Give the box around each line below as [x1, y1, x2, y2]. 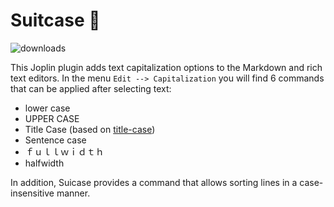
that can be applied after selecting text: [10, 82, 172, 94]
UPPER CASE [24, 112, 80, 124]
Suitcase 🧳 [10, 9, 101, 32]
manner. [56, 187, 91, 199]
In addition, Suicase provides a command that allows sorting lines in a [10, 176, 298, 188]
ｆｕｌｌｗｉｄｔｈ [24, 145, 105, 158]
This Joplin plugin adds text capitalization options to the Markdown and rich [10, 61, 323, 73]
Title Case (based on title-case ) [24, 123, 156, 135]
